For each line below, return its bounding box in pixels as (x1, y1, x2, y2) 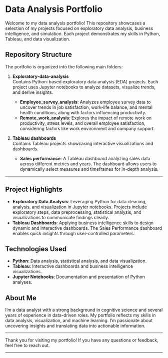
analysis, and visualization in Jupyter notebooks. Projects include (12, 204, 147, 210)
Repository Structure (5, 50, 72, 59)
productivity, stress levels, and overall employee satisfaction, (19, 120, 146, 126)
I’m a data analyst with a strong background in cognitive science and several (5, 307, 163, 313)
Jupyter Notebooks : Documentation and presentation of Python (12, 274, 145, 280)
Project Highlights (5, 185, 62, 194)
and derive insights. (12, 89, 53, 95)
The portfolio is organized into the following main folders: (5, 63, 123, 69)
